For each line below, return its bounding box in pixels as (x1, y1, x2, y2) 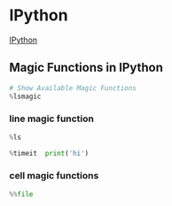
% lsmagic (9, 92, 42, 101)
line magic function (9, 112, 95, 125)
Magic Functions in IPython (9, 60, 164, 75)
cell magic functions (9, 170, 99, 182)
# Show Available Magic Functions (9, 83, 137, 93)
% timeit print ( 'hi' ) (9, 149, 90, 157)
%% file (9, 189, 34, 199)
